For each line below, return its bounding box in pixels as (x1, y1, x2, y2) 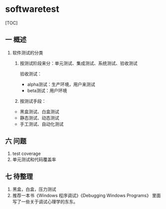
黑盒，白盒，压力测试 (12, 186, 56, 192)
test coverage (12, 150, 41, 156)
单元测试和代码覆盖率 (12, 156, 56, 162)
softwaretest (5, 3, 60, 15)
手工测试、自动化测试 (19, 121, 64, 127)
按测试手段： (19, 98, 46, 104)
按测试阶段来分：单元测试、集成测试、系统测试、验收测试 (19, 60, 138, 66)
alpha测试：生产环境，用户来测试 (27, 81, 95, 87)
